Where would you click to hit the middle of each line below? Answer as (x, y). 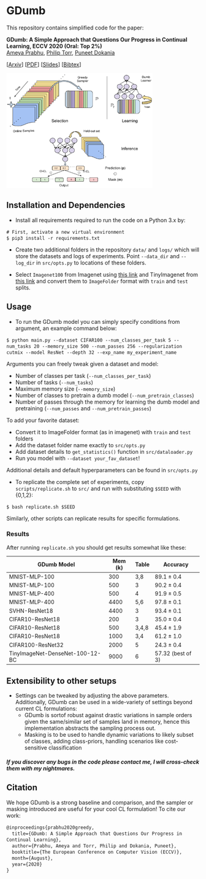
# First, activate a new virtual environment (65, 232)
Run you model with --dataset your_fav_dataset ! (78, 458)
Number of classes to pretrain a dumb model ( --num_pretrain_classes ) (105, 395)
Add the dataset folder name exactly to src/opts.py (80, 445)
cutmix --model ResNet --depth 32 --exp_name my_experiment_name (91, 352)
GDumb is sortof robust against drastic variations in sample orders (108, 715)
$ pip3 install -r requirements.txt (53, 238)
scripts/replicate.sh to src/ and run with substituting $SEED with (98, 488)
